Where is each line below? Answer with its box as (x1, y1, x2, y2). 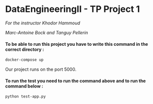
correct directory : (5, 46, 44, 52)
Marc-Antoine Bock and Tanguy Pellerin (5, 29, 88, 35)
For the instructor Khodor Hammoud (5, 20, 80, 26)
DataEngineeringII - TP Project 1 (5, 3, 140, 15)
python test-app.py (5, 94, 46, 99)
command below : (5, 83, 44, 89)
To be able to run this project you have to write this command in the (5, 41, 148, 47)
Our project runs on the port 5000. (5, 66, 77, 73)
